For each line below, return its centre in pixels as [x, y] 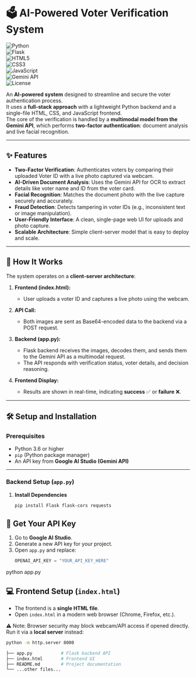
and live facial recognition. [38, 132]
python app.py [24, 572]
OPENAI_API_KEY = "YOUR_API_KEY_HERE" [62, 561]
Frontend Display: [36, 380]
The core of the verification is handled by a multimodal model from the [92, 119]
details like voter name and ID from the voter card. [75, 188]
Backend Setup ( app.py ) [40, 482]
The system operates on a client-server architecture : [71, 276]
